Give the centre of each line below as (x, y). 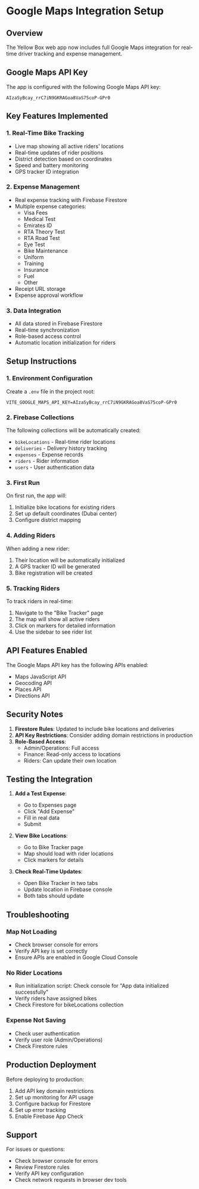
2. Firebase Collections (40, 417)
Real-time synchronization (47, 330)
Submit (32, 824)
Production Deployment (51, 1065)
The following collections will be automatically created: (74, 431)
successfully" (32, 992)
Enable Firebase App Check (49, 1116)
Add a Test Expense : (41, 794)
